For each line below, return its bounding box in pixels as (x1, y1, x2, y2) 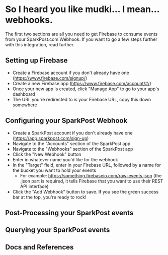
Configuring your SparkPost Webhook (5, 116, 128, 125)
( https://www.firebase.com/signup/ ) (12, 75, 88, 81)
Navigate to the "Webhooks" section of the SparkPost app (12, 146, 133, 152)
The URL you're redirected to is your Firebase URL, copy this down (12, 96, 151, 102)
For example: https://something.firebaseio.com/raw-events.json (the (20, 172, 162, 178)
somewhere (12, 102, 37, 108)
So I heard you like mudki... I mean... (5, 4, 160, 15)
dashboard (12, 91, 35, 97)
